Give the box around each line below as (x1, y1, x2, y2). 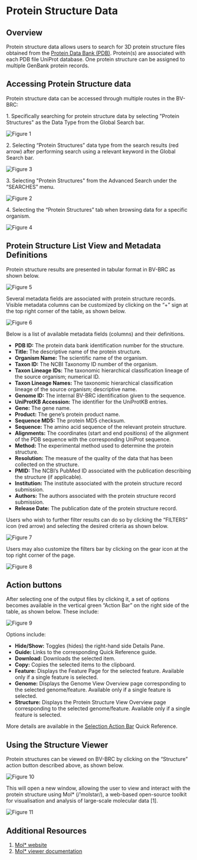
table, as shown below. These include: (6, 608, 99, 615)
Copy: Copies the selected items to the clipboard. (14, 661, 136, 668)
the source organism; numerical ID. (14, 373, 100, 380)
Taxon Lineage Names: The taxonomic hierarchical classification (14, 379, 173, 386)
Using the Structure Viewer (6, 740, 109, 750)
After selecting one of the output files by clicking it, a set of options (6, 596, 170, 603)
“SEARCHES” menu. (6, 183, 55, 190)
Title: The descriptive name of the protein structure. (14, 348, 142, 355)
